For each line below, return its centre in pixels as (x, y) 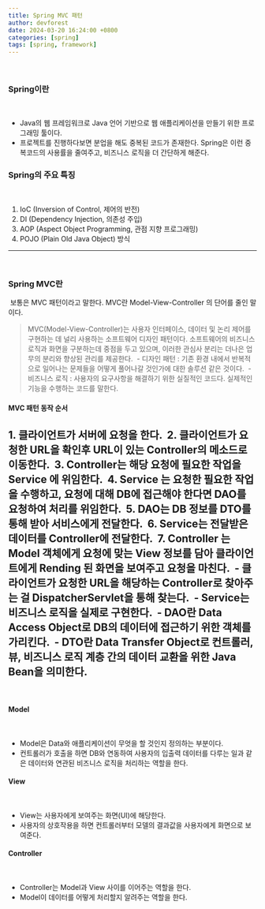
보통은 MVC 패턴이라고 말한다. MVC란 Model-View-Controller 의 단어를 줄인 (129, 303)
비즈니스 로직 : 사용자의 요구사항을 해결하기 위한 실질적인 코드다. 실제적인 (140, 379)
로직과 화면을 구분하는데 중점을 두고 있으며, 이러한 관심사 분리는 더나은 (136, 349)
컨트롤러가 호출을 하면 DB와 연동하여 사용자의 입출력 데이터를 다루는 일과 (132, 753)
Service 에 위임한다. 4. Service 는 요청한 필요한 (120, 479)
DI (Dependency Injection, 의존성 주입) (81, 219)
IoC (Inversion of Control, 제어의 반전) (80, 209)
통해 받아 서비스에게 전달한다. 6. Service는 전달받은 (128, 524)
